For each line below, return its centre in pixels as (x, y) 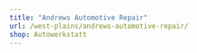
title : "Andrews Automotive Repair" (79, 18)
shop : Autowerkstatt (49, 34)
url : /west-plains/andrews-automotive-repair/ (99, 26)
